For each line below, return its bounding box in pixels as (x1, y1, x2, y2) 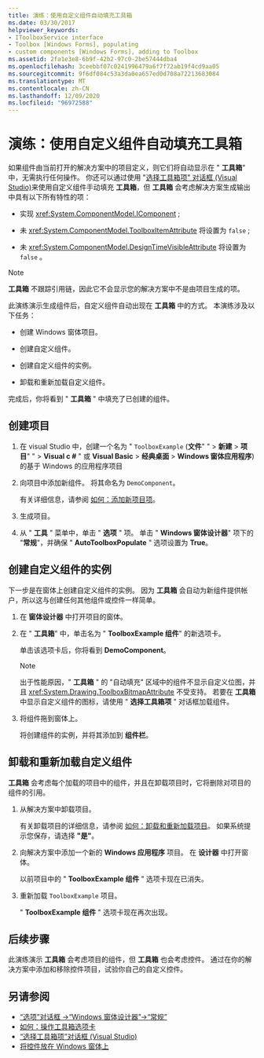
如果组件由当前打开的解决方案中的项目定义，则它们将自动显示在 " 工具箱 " (8, 163, 246, 173)
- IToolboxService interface (8, 33, 104, 42)
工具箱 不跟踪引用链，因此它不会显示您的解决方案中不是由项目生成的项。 (8, 284, 244, 294)
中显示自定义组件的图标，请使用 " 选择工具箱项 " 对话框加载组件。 (19, 697, 234, 706)
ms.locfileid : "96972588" (8, 99, 93, 107)
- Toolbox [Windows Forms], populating (8, 41, 139, 49)
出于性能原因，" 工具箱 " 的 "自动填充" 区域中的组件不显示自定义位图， (19, 677, 249, 686)
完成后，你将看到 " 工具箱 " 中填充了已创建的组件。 (8, 394, 174, 404)
